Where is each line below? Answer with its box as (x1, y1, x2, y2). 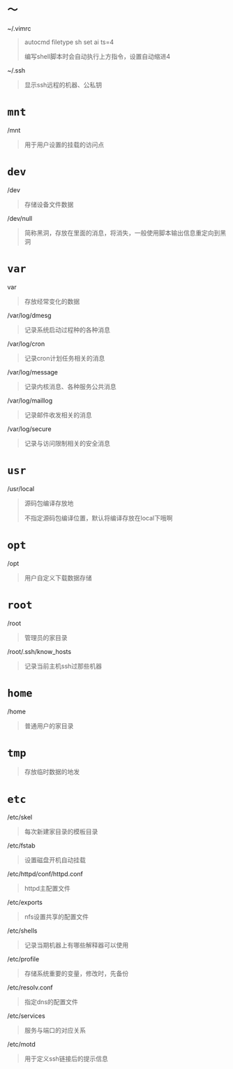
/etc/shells (7, 926, 38, 935)
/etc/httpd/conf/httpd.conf (7, 870, 84, 878)
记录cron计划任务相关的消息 (24, 354, 105, 362)
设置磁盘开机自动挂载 (24, 856, 86, 864)
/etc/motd (7, 1040, 36, 1049)
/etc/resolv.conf (7, 983, 54, 992)
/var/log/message (7, 368, 58, 376)
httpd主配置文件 (24, 885, 71, 893)
